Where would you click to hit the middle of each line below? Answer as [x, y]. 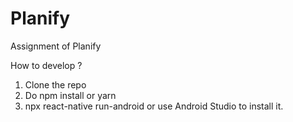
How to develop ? [46, 65]
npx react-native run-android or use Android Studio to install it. [154, 106]
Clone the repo [55, 84]
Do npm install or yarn [70, 95]
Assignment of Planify [56, 46]
